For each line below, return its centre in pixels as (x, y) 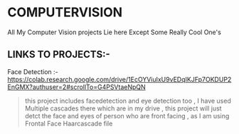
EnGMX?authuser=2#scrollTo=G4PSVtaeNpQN (76, 87)
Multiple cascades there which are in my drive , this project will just (123, 108)
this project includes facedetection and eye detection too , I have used (128, 100)
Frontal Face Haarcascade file (69, 123)
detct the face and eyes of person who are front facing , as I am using (127, 115)
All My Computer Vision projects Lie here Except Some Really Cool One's (115, 32)
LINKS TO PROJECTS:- (59, 55)
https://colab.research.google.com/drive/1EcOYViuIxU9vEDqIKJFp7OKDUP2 (119, 79)
